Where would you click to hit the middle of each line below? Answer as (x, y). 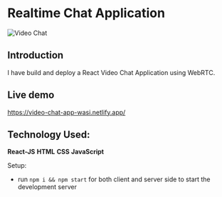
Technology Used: (49, 135)
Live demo (31, 95)
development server (47, 187)
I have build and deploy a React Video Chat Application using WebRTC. (111, 72)
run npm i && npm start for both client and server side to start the (114, 179)
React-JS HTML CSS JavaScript (56, 152)
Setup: (17, 166)
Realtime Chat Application (86, 13)
